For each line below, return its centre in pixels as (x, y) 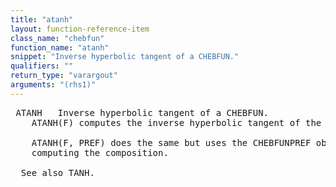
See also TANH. (57, 172)
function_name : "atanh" (60, 47)
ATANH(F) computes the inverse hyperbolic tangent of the (176, 122)
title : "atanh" (42, 19)
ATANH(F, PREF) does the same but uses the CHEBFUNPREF (171, 142)
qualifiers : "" (42, 66)
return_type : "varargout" (64, 76)
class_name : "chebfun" (57, 38)
